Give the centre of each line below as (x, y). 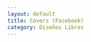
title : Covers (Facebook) (45, 21)
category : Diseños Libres (45, 27)
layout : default (31, 14)
